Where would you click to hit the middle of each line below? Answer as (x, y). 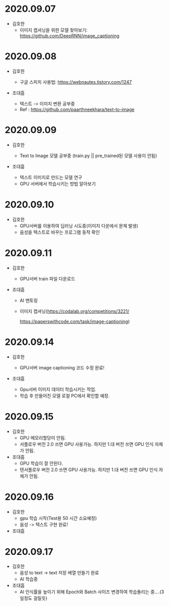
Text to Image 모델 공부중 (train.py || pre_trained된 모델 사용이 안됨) (88, 156)
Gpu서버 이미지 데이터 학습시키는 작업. (58, 389)
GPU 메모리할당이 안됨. (43, 438)
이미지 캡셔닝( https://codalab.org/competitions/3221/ (75, 311)
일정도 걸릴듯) (33, 598)
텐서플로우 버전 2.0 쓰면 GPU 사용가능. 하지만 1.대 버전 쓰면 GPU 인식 (89, 469)
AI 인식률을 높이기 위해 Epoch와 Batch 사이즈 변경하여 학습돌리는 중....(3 (92, 592)
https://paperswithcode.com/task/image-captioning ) (75, 321)
